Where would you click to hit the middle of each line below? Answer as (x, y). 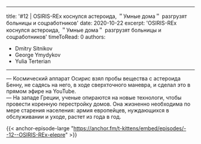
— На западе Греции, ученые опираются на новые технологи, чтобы (94, 97)
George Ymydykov (38, 55)
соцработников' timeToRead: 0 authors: (56, 37)
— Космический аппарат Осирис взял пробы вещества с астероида (94, 78)
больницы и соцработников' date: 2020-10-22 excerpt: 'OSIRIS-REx (92, 23)
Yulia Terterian (33, 61)
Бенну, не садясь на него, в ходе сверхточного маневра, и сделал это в (98, 85)
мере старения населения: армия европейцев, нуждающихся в (88, 110)
